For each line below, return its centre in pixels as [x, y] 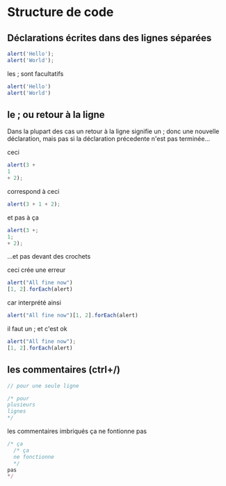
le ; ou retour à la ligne [56, 115]
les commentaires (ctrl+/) [64, 370]
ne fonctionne [34, 457]
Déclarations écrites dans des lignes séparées [110, 38]
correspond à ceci [33, 191]
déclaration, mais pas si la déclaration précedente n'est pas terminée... [109, 139]
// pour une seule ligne [43, 386]
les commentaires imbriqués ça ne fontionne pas [77, 431]
